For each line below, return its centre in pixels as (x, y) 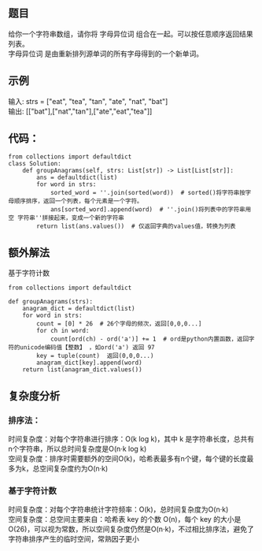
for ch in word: (63, 331)
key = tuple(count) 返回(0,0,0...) (95, 356)
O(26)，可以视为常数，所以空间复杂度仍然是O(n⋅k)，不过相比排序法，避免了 (131, 529)
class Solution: (35, 164)
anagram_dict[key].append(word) (90, 363)
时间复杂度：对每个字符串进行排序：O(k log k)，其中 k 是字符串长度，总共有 (131, 438)
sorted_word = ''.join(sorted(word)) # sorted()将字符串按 (148, 193)
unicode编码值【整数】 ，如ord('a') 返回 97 (87, 348)
